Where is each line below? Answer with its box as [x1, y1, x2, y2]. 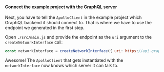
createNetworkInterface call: [5, 39, 63, 45]
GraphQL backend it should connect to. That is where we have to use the [5, 20, 152, 26]
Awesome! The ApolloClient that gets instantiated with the [5, 58, 123, 63]
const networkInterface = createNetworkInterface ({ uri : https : [5, 49, 139, 54]
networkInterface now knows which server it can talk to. [5, 63, 119, 69]
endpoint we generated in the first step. [5, 25, 84, 31]
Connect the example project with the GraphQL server [5, 4, 117, 10]
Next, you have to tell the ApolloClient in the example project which [5, 14, 142, 20]
